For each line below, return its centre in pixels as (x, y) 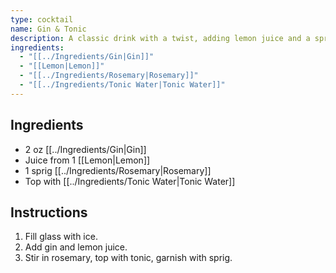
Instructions (49, 212)
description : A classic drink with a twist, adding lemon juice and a (160, 38)
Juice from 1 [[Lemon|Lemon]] (87, 160)
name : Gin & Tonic (48, 29)
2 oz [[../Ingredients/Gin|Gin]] (85, 149)
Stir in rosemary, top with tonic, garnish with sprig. (128, 258)
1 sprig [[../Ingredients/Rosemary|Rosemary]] (118, 170)
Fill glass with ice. (61, 237)
